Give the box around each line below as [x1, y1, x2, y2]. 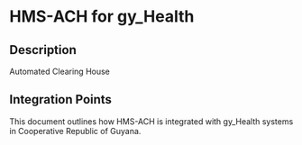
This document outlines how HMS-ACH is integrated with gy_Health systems [9, 115, 294, 127]
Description [9, 42, 77, 58]
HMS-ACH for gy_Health [9, 6, 195, 27]
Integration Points [9, 92, 113, 107]
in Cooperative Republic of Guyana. [9, 125, 142, 136]
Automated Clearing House [9, 66, 111, 77]
